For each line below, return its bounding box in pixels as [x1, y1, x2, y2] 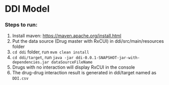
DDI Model [5, 3, 50, 15]
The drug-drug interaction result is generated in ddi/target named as [12, 70, 157, 76]
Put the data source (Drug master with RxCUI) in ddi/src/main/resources [12, 38, 164, 44]
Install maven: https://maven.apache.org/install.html [12, 33, 122, 39]
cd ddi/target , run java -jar [12, 54, 74, 61]
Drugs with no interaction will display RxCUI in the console [12, 64, 135, 70]
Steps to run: [5, 21, 38, 29]
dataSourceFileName [51, 60, 93, 65]
